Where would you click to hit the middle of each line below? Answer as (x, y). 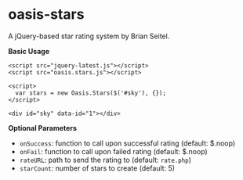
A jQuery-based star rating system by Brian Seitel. (89, 36)
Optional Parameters (42, 128)
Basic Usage (29, 51)
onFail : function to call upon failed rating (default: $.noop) (113, 151)
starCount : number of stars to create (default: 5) (97, 168)
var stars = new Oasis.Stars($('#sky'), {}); (91, 93)
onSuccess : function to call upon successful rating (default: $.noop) (127, 143)
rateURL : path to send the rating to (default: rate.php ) (105, 160)
